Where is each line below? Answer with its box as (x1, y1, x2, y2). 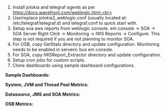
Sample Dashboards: (5, 72, 50, 78)
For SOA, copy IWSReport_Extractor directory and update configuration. (12, 52, 161, 58)
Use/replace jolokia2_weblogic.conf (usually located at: (12, 15, 127, 20)
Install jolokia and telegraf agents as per (12, 4, 95, 10)
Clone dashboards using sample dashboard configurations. (12, 62, 135, 68)
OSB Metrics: (5, 101, 34, 107)
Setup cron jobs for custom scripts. (12, 57, 86, 63)
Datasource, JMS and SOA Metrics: (5, 92, 80, 97)
